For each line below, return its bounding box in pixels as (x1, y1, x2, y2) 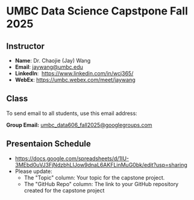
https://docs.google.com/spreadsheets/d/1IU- (14, 155, 130, 162)
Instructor (6, 41, 45, 51)
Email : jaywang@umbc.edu (14, 63, 83, 70)
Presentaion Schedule (6, 139, 92, 149)
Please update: (14, 167, 52, 175)
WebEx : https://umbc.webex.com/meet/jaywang (14, 77, 136, 83)
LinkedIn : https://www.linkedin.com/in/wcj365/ (14, 70, 134, 77)
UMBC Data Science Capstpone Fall (6, 4, 189, 18)
